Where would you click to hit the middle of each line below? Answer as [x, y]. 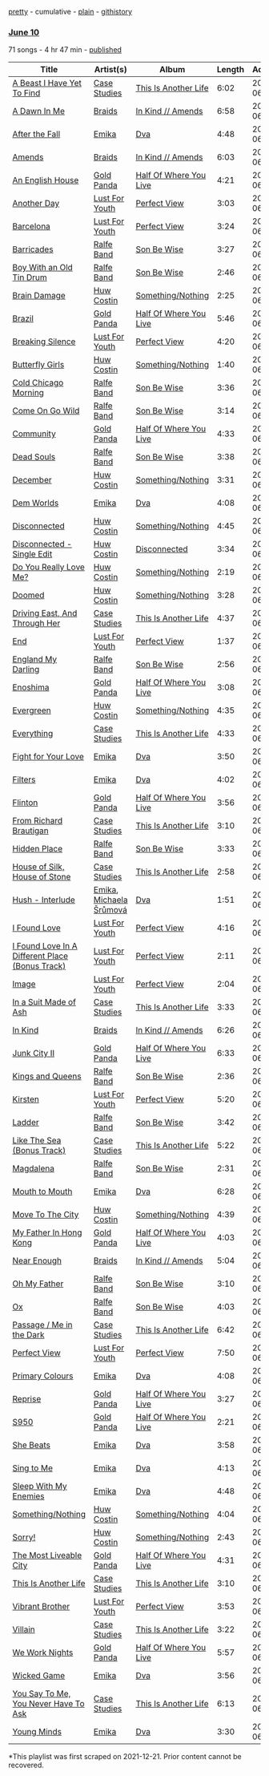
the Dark [28, 1335]
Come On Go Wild [46, 411]
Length [231, 70]
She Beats [31, 1445]
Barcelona [31, 226]
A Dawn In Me [39, 111]
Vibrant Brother [41, 1607]
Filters [24, 779]
